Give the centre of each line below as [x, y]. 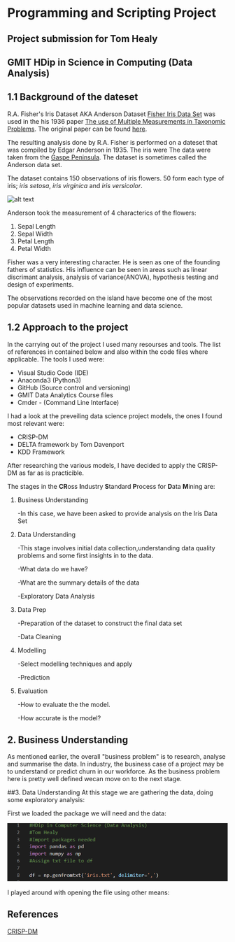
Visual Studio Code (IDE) [53, 373]
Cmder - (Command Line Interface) [68, 402]
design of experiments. [41, 284]
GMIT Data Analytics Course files [65, 395]
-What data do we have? [52, 569]
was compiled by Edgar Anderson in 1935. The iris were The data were [109, 150]
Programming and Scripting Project [112, 13]
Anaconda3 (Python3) [49, 380]
